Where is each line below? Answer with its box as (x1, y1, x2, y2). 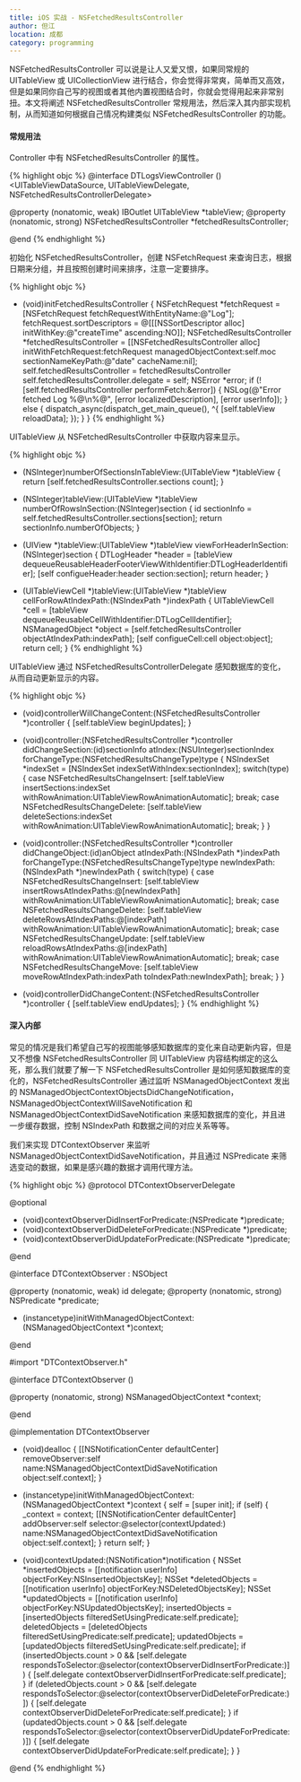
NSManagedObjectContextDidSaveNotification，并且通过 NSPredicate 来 (9, 1150, 279, 1161)
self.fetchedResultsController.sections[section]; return (21, 513, 222, 524)
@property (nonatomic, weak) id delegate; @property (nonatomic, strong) (9, 1285, 282, 1296)
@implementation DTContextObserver (9, 1426, 150, 1437)
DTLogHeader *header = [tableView (99, 549, 233, 561)
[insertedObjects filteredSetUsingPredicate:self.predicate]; (21, 1612, 239, 1622)
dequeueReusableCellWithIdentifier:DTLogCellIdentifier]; (21, 614, 233, 625)
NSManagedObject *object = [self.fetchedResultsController (21, 624, 242, 635)
